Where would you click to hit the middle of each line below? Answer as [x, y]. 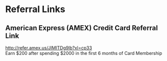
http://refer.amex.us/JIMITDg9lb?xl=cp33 [49, 48]
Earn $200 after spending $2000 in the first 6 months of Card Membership [84, 53]
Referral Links [35, 9]
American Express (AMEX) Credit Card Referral [81, 28]
